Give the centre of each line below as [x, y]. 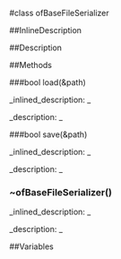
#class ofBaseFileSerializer [59, 13]
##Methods [30, 65]
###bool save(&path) [48, 134]
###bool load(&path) [48, 82]
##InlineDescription [46, 30]
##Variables [31, 246]
